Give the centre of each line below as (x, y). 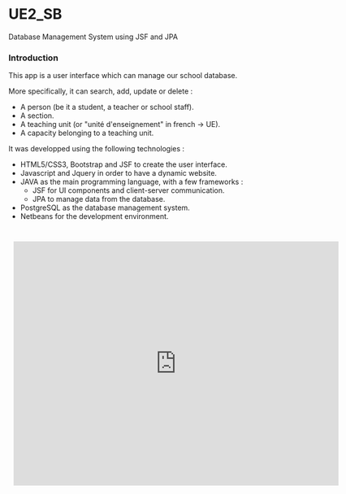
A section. (37, 116)
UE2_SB (35, 14)
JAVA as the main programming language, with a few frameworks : (132, 182)
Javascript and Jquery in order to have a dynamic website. (119, 173)
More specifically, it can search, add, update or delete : (101, 91)
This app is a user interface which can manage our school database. (123, 76)
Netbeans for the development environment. (94, 216)
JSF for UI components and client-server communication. (128, 190)
